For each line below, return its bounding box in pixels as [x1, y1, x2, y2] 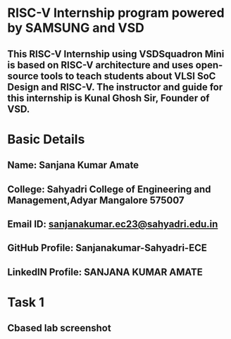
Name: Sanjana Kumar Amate [7, 159, 139, 171]
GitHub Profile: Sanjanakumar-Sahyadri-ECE [7, 242, 208, 254]
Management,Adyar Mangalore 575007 [7, 194, 185, 206]
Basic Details [7, 131, 85, 147]
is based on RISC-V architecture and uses [7, 58, 194, 71]
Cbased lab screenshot [7, 322, 111, 334]
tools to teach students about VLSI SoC [40, 70, 216, 82]
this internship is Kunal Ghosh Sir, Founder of [7, 92, 210, 104]
